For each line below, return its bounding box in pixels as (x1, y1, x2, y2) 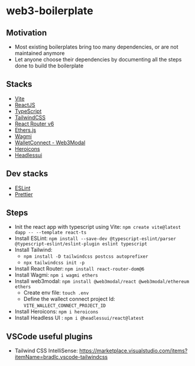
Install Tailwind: (14, 247, 53, 254)
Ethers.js (14, 126, 37, 134)
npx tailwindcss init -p (23, 260, 85, 266)
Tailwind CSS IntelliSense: (14, 347, 79, 354)
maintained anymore (14, 50, 65, 57)
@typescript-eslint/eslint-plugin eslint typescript (14, 241, 148, 247)
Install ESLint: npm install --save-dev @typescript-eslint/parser (14, 235, 176, 242)
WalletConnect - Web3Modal (14, 139, 86, 146)
